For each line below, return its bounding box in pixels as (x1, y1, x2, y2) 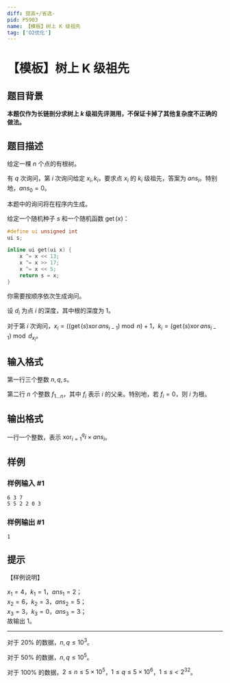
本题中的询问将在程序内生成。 (7, 199, 91, 208)
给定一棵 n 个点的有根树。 (7, 160, 81, 168)
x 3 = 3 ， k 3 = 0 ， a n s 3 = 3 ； (7, 607, 87, 617)
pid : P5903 (7, 16, 38, 23)
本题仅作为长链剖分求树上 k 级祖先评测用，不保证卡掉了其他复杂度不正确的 (7, 110, 218, 118)
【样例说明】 (7, 573, 43, 582)
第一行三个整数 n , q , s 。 (7, 375, 73, 384)
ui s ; (7, 234, 23, 241)
